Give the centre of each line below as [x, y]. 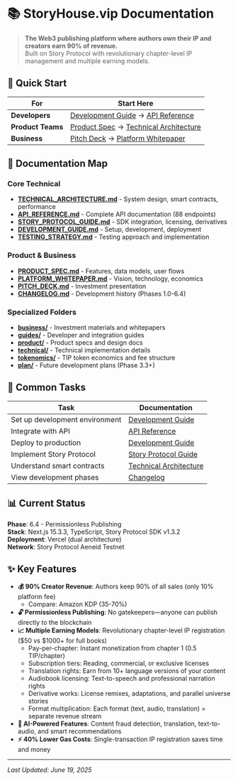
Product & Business [42, 255]
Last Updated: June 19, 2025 [50, 770]
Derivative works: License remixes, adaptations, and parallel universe [129, 694]
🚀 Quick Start [37, 84]
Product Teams [37, 126]
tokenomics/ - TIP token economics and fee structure [96, 358]
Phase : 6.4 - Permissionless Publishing [64, 524]
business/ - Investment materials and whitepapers [91, 328]
